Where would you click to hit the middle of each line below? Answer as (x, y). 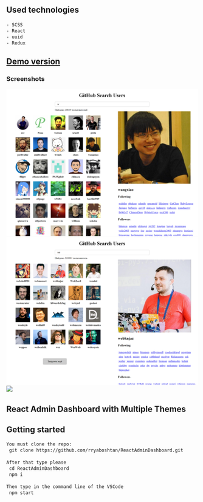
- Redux (16, 43)
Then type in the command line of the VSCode (65, 487)
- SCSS (15, 25)
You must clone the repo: (39, 444)
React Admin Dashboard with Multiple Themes (96, 409)
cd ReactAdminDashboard (39, 469)
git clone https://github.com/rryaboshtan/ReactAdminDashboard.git (96, 450)
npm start (21, 493)
